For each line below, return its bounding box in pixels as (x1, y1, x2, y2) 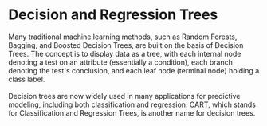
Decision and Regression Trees (8, 6, 218, 24)
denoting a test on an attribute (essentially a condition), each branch (8, 57, 233, 67)
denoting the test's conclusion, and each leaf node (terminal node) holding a (8, 65, 260, 75)
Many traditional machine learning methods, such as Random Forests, (8, 32, 238, 41)
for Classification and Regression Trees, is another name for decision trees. (8, 108, 256, 117)
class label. (8, 74, 45, 84)
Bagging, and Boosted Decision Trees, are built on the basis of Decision (8, 40, 244, 49)
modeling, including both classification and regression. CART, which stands (8, 100, 257, 109)
